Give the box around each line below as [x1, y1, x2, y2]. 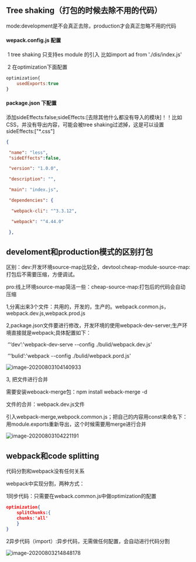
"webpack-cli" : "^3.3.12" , [11, 208, 77, 214]
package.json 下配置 [6, 99, 57, 107]
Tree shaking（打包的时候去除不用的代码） [6, 5, 163, 16]
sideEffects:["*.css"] [6, 127, 55, 134]
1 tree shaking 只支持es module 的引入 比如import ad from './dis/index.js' [7, 51, 183, 58]
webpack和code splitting [6, 451, 99, 461]
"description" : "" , [8, 176, 57, 182]
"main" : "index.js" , [8, 187, 59, 193]
